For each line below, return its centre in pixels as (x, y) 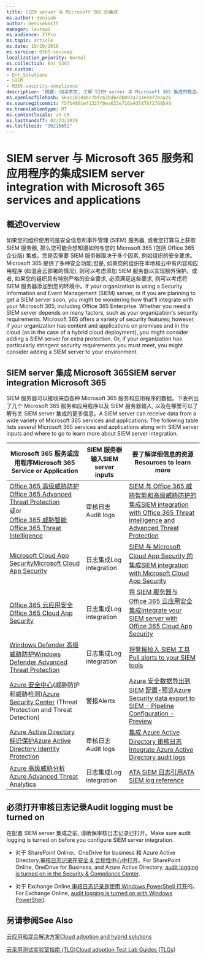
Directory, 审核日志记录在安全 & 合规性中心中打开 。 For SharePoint (98, 860)
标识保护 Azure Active (40, 741)
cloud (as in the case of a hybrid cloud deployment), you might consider (97, 333)
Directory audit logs (157, 757)
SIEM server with (153, 618)
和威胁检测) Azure (35, 694)
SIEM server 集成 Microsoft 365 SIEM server (91, 373)
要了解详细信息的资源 (162, 454)
